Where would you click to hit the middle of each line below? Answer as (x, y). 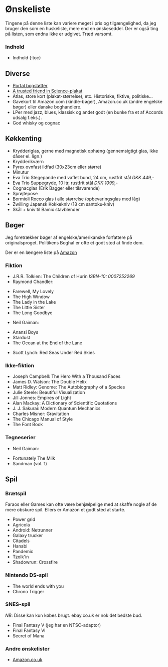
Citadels (21, 541)
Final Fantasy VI (29, 630)
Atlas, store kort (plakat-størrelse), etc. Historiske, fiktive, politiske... (82, 96)
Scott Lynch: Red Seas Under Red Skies (54, 352)
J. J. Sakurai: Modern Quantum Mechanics (56, 409)
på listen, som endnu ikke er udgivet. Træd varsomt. (59, 34)
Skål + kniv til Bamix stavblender (46, 209)
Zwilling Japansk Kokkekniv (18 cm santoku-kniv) (63, 204)
